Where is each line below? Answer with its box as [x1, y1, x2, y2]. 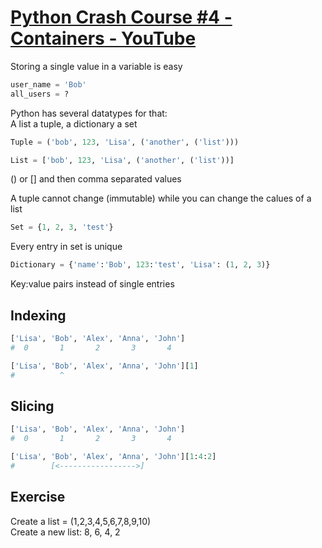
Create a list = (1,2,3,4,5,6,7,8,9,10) [10, 515, 152, 527]
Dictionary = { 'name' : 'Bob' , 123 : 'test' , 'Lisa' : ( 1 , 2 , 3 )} [10, 260, 271, 270]
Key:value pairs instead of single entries [10, 278, 175, 290]
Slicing [10, 397, 55, 415]
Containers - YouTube [10, 27, 197, 50]
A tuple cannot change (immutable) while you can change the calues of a [10, 192, 312, 205]
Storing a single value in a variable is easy [10, 60, 183, 72]
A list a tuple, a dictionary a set [10, 117, 138, 130]
